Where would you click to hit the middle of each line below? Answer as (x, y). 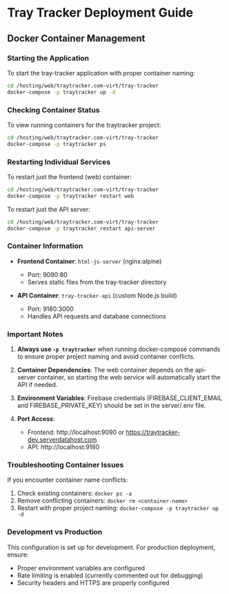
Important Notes (35, 334)
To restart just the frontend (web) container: (70, 177)
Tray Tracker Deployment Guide (100, 13)
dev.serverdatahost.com (62, 440)
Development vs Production (55, 532)
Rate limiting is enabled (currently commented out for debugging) (110, 575)
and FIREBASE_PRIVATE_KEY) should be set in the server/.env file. (111, 406)
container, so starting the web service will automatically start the (129, 377)
